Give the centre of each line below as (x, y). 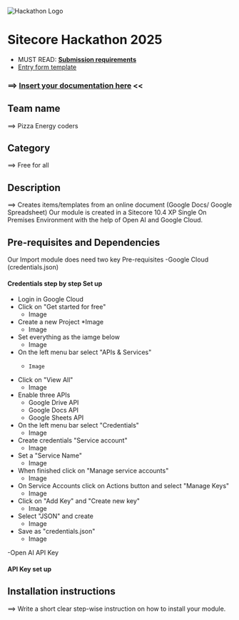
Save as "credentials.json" (56, 532)
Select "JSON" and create (56, 516)
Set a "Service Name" (50, 455)
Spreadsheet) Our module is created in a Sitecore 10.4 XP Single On (107, 212)
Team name (34, 109)
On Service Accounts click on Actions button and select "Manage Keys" (123, 486)
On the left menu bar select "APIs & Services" (85, 352)
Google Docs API (54, 410)
